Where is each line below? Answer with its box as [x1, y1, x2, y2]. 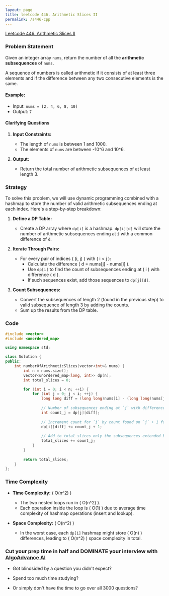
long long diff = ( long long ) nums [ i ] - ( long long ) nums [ [41, 396, 163, 401]
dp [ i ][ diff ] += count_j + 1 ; [41, 424, 102, 429]
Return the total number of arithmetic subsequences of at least [20, 166, 150, 172]
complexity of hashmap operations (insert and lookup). [20, 510, 134, 516]
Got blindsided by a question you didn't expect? [12, 565, 112, 571]
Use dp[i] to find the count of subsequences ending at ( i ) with [27, 267, 160, 273]
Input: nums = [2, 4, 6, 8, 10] [12, 103, 78, 109]
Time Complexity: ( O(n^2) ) [12, 490, 72, 496]
